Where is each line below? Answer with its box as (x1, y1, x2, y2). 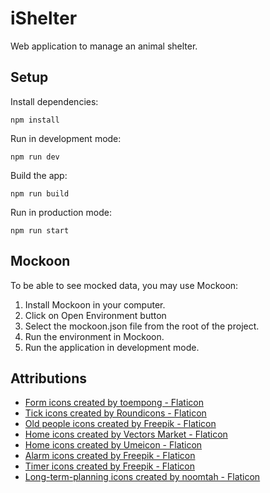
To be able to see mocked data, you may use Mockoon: (10, 279, 239, 291)
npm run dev (10, 152, 60, 162)
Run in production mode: (10, 206, 112, 218)
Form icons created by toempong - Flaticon (24, 397, 204, 409)
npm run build (10, 188, 70, 199)
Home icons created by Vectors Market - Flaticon (24, 428, 228, 441)
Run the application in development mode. (24, 341, 200, 353)
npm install (10, 115, 60, 125)
